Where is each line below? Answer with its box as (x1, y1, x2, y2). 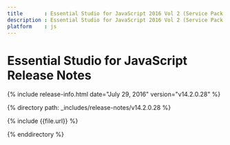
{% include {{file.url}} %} (7, 117, 79, 125)
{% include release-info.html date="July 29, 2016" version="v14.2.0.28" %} (7, 90, 221, 99)
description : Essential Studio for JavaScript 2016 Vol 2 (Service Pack (7, 17, 224, 23)
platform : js (7, 23, 57, 30)
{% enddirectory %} (7, 130, 64, 139)
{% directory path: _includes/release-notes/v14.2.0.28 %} (7, 104, 171, 112)
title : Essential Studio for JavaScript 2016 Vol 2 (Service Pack (7, 10, 224, 17)
